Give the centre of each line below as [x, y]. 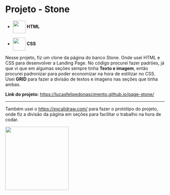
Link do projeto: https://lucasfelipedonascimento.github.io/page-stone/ [80, 94]
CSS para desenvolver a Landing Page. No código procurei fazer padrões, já [85, 63]
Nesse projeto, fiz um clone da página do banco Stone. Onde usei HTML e [83, 57]
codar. [12, 120]
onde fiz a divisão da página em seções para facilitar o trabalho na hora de [83, 114]
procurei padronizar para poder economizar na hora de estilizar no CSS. [80, 73]
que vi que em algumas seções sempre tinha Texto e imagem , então [77, 68]
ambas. [13, 84]
